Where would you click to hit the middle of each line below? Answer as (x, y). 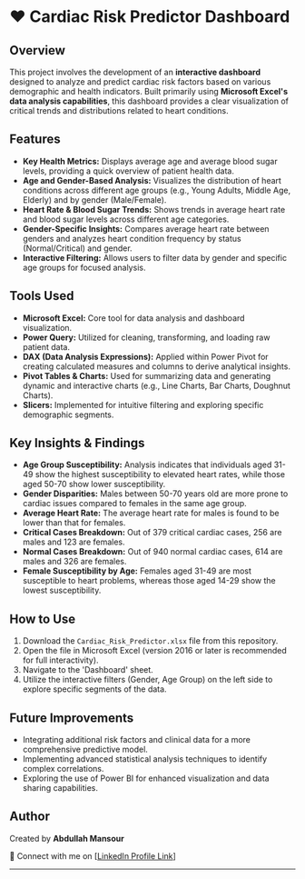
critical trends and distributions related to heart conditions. (119, 110)
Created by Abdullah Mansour (67, 838)
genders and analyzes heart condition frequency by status (132, 238)
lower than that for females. (74, 523)
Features (35, 140)
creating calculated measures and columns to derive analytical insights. (156, 366)
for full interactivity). (60, 660)
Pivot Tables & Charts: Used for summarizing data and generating (147, 375)
